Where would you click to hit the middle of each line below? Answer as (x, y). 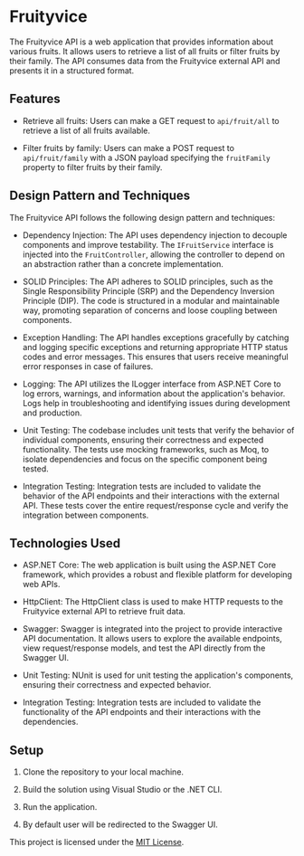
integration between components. (85, 515)
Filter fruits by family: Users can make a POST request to (128, 147)
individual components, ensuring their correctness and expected (143, 440)
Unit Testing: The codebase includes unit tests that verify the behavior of (158, 430)
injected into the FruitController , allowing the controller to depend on (153, 254)
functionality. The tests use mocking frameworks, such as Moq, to (146, 449)
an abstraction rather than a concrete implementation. (123, 263)
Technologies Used (65, 543)
